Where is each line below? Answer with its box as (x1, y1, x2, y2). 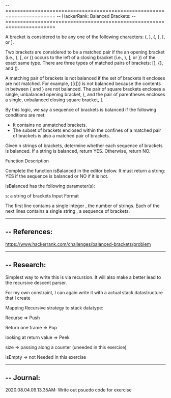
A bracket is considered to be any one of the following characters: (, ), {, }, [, (5, 34, 165, 40)
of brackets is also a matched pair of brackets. (12, 133, 110, 138)
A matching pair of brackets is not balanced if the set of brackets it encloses (5, 75, 165, 81)
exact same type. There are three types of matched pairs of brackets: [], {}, (5, 60, 163, 66)
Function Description (5, 158, 49, 164)
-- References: (5, 228, 53, 236)
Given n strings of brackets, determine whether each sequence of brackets (5, 143, 163, 149)
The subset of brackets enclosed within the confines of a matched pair (12, 127, 161, 133)
